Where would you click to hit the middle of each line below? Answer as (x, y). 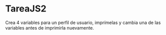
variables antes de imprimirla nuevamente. (50, 27)
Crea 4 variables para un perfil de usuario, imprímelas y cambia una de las (83, 22)
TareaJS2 (26, 9)
